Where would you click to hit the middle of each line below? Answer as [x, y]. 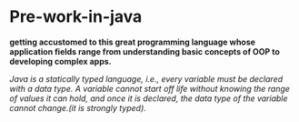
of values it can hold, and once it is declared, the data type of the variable [149, 98]
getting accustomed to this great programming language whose [133, 42]
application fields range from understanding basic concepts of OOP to [145, 51]
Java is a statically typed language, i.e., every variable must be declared [146, 78]
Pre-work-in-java [76, 17]
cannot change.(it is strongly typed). [78, 107]
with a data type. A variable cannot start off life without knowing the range [150, 88]
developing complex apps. [60, 61]
